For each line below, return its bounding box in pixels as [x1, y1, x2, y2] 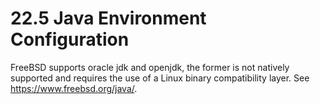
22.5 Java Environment [10, 7, 207, 30]
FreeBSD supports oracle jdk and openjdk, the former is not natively [10, 61, 290, 73]
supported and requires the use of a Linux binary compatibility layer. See [10, 72, 310, 84]
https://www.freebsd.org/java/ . [10, 82, 138, 94]
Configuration [10, 28, 130, 51]
